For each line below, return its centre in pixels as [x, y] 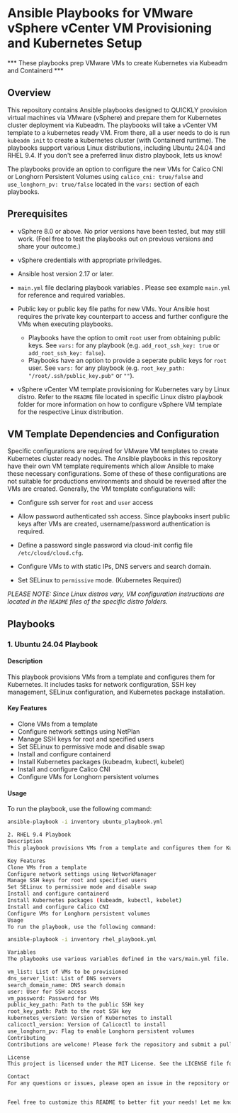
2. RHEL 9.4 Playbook [39, 835]
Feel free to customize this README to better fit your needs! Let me [114, 1102]
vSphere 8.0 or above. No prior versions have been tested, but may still [121, 231]
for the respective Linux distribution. [70, 412]
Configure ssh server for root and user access [85, 503]
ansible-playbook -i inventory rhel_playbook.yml [82, 940]
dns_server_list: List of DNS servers [64, 978]
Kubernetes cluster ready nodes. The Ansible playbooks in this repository [114, 459]
